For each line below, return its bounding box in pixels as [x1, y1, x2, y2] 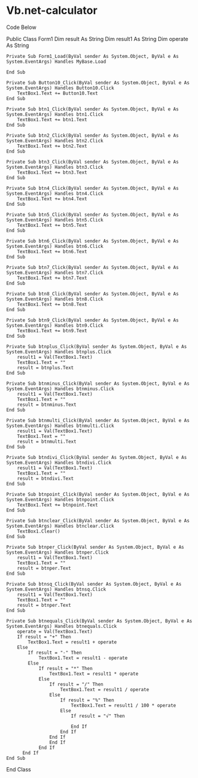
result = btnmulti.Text [17, 438, 77, 444]
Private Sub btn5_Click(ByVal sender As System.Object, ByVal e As [6, 212, 179, 218]
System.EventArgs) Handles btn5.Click [6, 217, 104, 223]
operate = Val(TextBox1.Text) [17, 628, 93, 634]
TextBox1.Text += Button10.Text [17, 90, 98, 96]
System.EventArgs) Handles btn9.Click [6, 322, 104, 329]
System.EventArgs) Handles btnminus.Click [6, 385, 114, 392]
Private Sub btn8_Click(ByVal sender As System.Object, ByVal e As [6, 291, 179, 297]
